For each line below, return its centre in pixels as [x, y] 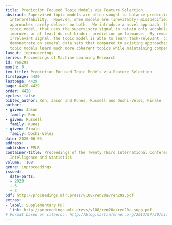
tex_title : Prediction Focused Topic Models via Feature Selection [79, 72]
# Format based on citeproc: [36, 215]
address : [15, 143]
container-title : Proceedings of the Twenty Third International [76, 153]
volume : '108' [20, 162]
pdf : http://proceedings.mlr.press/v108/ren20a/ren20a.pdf [70, 195]
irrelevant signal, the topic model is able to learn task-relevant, [85, 39]
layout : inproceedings [29, 53]
